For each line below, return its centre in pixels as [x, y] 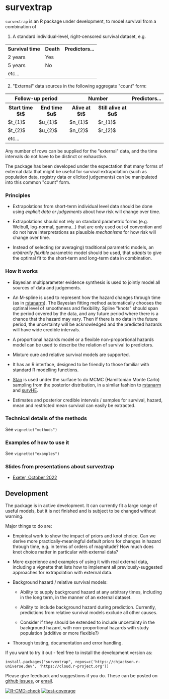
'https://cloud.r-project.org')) [74, 666]
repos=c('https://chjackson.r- [108, 662]
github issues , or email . [29, 681]
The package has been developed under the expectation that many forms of [84, 166]
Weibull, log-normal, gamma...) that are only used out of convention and [87, 227]
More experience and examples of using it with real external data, [80, 562]
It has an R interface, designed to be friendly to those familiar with [81, 364]
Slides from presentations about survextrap [60, 467]
